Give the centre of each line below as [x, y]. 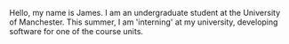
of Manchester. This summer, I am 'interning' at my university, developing [144, 22]
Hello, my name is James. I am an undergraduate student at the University [145, 13]
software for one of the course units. [76, 31]
